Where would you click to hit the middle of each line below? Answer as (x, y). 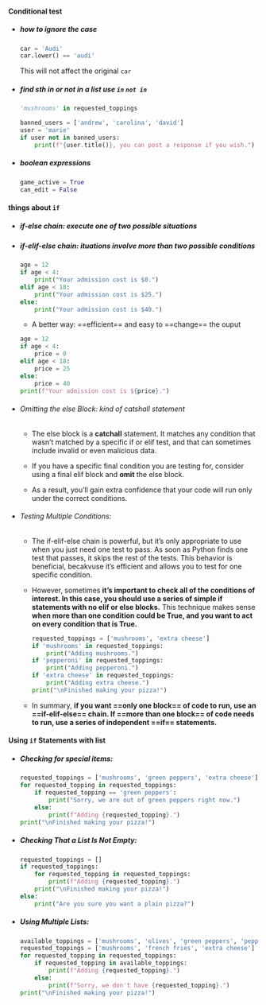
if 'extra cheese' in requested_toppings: (103, 676)
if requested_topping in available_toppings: (111, 963)
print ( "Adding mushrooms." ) (93, 653)
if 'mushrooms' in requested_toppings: (98, 646)
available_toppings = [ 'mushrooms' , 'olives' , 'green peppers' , (128, 941)
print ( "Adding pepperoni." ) (93, 668)
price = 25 (52, 369)
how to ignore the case (58, 29)
